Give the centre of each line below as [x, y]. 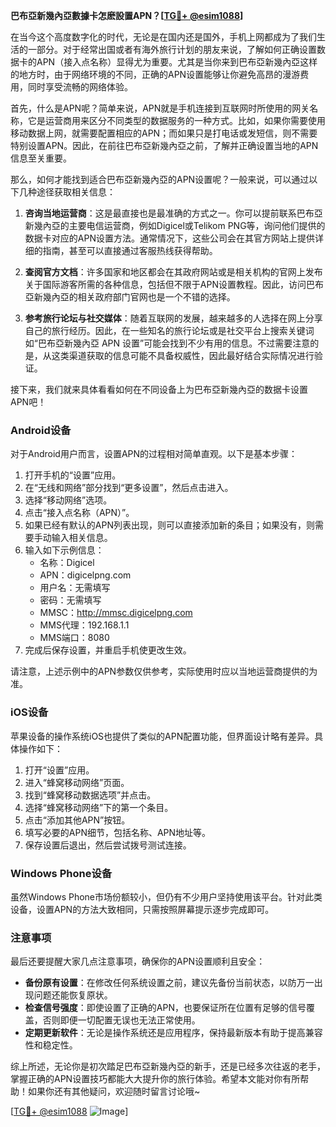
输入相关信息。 [82, 538]
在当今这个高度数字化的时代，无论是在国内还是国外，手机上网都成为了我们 [163, 37]
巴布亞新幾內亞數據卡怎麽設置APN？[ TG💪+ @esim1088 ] [127, 15]
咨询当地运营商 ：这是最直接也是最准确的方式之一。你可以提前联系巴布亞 [173, 213]
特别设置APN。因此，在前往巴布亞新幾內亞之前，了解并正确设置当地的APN [164, 145]
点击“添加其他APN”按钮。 [77, 820]
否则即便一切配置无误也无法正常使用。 [121, 1020]
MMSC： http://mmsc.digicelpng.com [116, 613]
